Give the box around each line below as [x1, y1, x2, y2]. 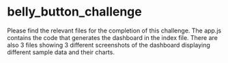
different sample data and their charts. [7, 48, 115, 56]
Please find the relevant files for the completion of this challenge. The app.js [7, 26, 222, 35]
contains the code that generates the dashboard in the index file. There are [7, 33, 218, 41]
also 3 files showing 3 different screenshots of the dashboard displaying [7, 41, 210, 49]
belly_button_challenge [7, 4, 142, 20]
